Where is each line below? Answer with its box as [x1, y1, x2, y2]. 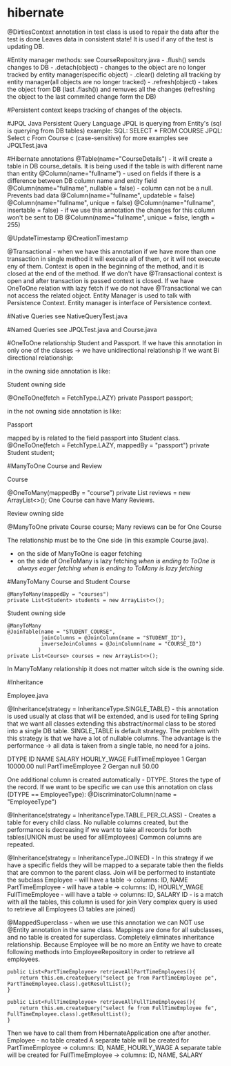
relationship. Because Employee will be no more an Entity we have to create [7, 940, 222, 949]
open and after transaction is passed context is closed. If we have [7, 276, 194, 284]
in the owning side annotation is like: [7, 367, 111, 375]
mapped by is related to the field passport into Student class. [7, 434, 181, 442]
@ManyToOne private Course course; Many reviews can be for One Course [7, 523, 222, 531]
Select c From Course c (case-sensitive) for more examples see [7, 133, 188, 142]
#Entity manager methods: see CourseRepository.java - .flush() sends [7, 55, 205, 64]
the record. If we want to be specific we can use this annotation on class [7, 782, 214, 791]
